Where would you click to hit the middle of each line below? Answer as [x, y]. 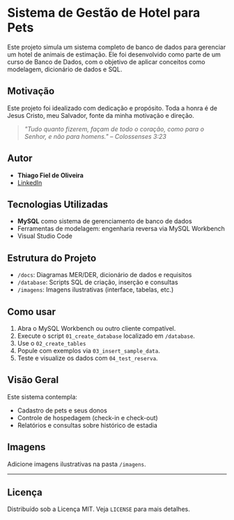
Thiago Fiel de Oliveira [50, 175]
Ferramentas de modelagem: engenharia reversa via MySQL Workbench [121, 229]
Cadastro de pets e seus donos [62, 410]
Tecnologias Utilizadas [58, 204]
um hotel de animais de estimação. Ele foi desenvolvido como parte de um [114, 54]
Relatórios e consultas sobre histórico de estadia [87, 425]
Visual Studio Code [45, 236]
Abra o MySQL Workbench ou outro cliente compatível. [96, 328]
